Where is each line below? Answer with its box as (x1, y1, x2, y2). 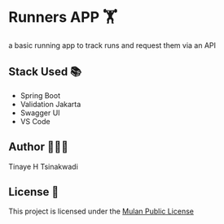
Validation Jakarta (20, 99, 81, 109)
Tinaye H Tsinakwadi (8, 162, 79, 171)
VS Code (20, 116, 51, 126)
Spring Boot (20, 90, 61, 100)
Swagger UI (20, 108, 60, 118)
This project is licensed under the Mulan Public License (8, 206, 194, 217)
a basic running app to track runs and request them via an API (8, 40, 217, 50)
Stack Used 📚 (8, 65, 82, 79)
